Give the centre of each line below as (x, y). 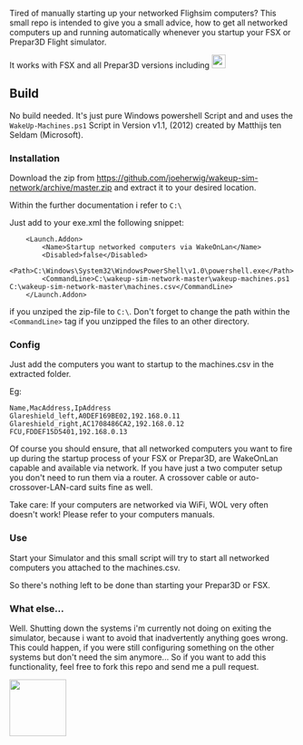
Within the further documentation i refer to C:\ (96, 205)
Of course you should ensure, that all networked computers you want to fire (151, 449)
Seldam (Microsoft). (46, 134)
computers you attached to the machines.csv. (95, 567)
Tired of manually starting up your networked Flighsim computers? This (143, 13)
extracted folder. (40, 374)
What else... (37, 608)
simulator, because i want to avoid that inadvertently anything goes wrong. (149, 638)
